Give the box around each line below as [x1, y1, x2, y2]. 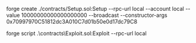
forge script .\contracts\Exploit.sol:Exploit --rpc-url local [6, 30, 147, 37]
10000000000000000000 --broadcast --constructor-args [21, 12, 168, 19]
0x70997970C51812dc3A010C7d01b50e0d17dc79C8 [6, 18, 138, 25]
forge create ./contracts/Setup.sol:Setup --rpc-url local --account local [6, 5, 184, 12]
